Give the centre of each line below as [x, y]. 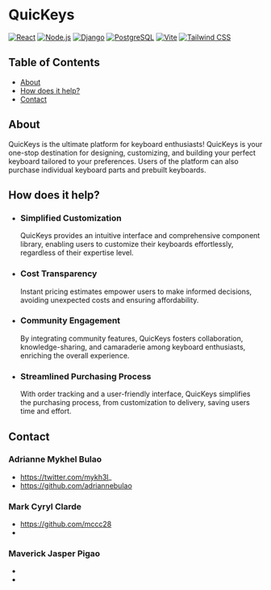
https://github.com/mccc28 [66, 524]
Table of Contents [54, 63]
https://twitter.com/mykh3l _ [66, 477]
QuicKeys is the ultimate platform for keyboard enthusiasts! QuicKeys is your [135, 144]
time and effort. [46, 411]
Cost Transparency [58, 274]
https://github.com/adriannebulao [76, 485]
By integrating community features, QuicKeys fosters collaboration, [131, 338]
